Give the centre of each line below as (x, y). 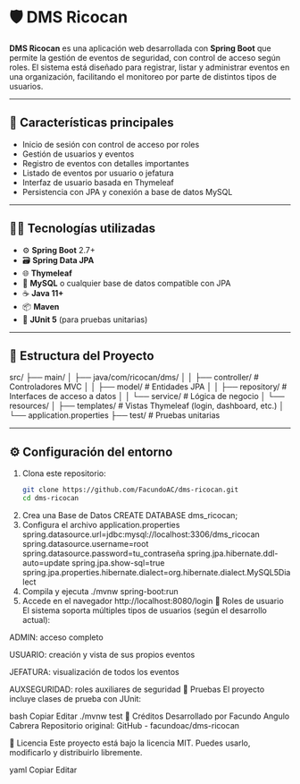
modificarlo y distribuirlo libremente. (76, 752)
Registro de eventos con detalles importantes (105, 163)
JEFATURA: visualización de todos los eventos (95, 671)
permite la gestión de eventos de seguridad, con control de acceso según (145, 57)
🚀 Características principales (92, 123)
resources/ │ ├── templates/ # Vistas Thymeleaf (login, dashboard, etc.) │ (147, 406)
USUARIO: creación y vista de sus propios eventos (102, 654)
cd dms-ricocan (50, 499)
